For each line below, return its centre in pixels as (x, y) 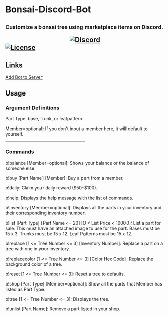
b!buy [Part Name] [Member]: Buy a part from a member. (65, 178)
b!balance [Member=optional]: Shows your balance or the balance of (77, 163)
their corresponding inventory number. (46, 213)
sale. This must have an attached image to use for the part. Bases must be (83, 228)
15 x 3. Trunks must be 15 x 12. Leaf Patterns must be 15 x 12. (69, 234)
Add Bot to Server (24, 77)
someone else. (21, 168)
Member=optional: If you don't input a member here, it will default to (76, 129)
